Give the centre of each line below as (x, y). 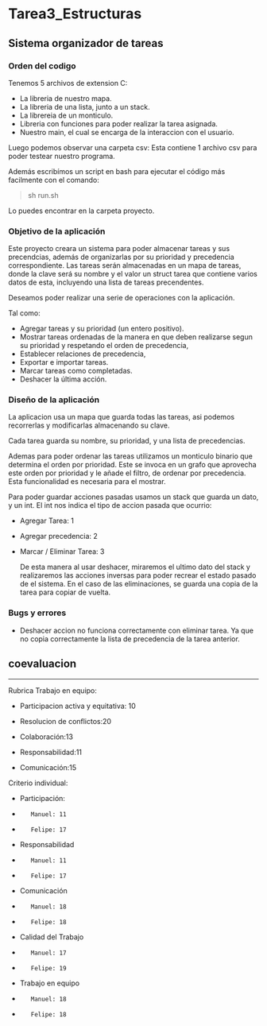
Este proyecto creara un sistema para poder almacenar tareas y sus (119, 249)
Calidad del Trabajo (52, 937)
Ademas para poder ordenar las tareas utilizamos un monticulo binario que (130, 456)
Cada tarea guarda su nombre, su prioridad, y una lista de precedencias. (127, 441)
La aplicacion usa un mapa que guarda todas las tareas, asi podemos (122, 417)
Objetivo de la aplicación (57, 231)
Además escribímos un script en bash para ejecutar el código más (117, 171)
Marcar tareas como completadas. (76, 371)
